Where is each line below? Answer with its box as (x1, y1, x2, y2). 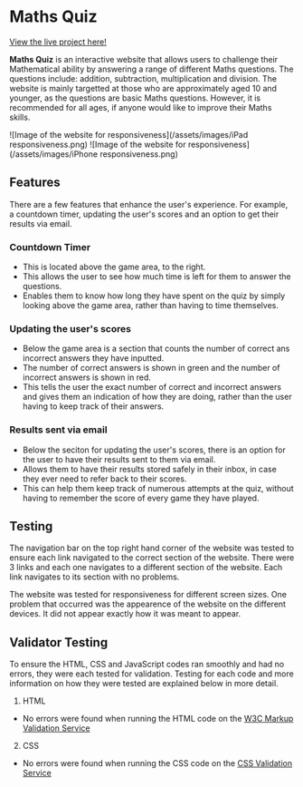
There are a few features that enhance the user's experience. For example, (9, 199, 289, 209)
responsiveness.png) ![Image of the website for (9, 139, 186, 150)
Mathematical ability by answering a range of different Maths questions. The (9, 63, 294, 74)
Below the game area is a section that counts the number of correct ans (22, 343, 290, 355)
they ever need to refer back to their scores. (22, 473, 187, 484)
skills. (9, 112, 31, 122)
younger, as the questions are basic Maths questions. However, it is (9, 92, 260, 103)
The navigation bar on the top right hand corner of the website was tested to (9, 542, 295, 554)
